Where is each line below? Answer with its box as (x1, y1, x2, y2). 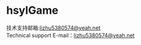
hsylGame (6, 4, 59, 17)
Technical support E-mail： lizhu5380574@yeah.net (6, 31, 135, 39)
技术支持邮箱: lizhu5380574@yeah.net (6, 24, 101, 31)
